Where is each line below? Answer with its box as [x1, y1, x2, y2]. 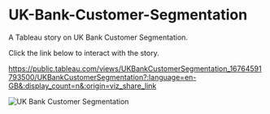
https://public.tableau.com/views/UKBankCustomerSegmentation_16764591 [8, 63, 262, 74]
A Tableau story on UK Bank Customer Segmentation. [8, 32, 189, 42]
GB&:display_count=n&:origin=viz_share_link [8, 81, 157, 91]
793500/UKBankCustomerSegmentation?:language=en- [8, 72, 197, 82]
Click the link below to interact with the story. [8, 48, 160, 57]
